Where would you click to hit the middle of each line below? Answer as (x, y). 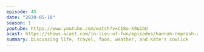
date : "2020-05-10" (31, 17)
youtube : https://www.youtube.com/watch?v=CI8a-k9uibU (77, 28)
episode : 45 (21, 12)
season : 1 (19, 23)
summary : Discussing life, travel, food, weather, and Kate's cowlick (97, 39)
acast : (15, 34)
